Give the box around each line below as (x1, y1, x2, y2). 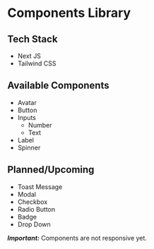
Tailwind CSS (17, 59, 57, 68)
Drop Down (17, 220, 51, 229)
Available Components (7, 80, 109, 92)
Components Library (7, 5, 131, 21)
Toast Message (17, 182, 63, 191)
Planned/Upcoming (7, 164, 95, 176)
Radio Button (17, 205, 56, 213)
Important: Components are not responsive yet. (7, 233, 147, 242)
